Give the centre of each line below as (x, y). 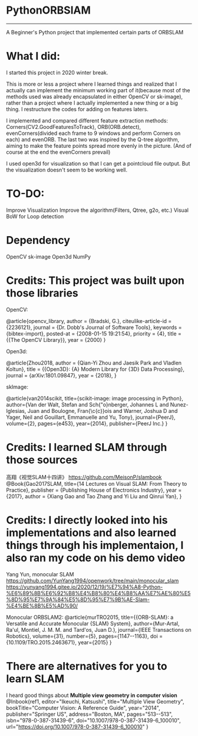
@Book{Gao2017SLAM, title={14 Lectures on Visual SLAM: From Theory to (97, 483)
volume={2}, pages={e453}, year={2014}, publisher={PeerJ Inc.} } (87, 423)
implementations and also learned (91, 532)
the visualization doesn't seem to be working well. (67, 170)
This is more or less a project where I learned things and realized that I (92, 84)
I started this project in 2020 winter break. (57, 72)
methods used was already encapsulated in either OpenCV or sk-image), (95, 96)
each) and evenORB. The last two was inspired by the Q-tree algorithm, (93, 139)
